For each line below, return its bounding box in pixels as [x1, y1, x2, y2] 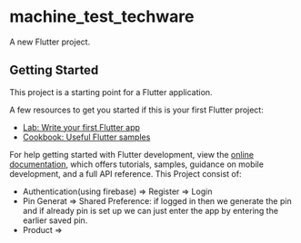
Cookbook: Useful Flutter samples [22, 131, 151, 142]
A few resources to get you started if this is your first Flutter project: [9, 104, 264, 115]
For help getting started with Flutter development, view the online [9, 149, 255, 160]
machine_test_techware [9, 6, 195, 27]
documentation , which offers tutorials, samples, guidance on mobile [9, 159, 264, 170]
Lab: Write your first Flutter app [22, 121, 141, 132]
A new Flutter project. [9, 36, 91, 47]
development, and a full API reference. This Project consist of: [9, 168, 242, 179]
